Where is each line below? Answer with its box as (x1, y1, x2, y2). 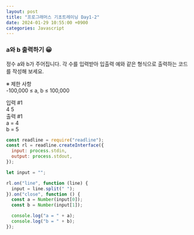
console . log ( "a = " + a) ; (11, 213, 75, 219)
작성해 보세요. (12, 67, 44, 74)
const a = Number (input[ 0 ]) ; (11, 197, 83, 203)
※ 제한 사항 (6, 80, 32, 87)
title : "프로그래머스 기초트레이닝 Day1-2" (6, 14, 100, 20)
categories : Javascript (6, 25, 65, 31)
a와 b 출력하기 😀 (6, 45, 52, 54)
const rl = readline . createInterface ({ (6, 142, 104, 148)
